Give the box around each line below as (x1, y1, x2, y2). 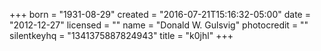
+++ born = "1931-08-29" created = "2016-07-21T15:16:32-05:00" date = (9, 9, 311, 20)
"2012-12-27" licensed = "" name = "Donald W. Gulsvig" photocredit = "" (9, 19, 309, 31)
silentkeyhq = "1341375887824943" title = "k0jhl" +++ (9, 30, 234, 41)
